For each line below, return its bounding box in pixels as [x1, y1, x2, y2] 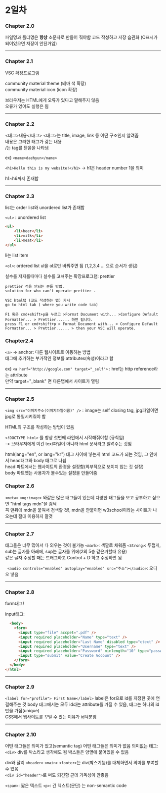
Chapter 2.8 [5, 588, 35, 595]
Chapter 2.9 [5, 683, 35, 690]
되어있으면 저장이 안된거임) [5, 41, 57, 47]
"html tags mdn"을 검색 [10, 501, 57, 507]
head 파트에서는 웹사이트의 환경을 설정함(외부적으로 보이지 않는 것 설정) [5, 464, 144, 470]
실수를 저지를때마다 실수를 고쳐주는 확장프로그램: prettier [5, 273, 115, 279]
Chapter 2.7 [5, 530, 35, 537]
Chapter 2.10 [5, 731, 37, 738]
